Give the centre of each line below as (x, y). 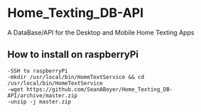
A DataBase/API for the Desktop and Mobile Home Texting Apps (101, 32)
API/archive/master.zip (43, 95)
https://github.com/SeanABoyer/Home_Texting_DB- (99, 89)
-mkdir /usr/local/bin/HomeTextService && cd (76, 77)
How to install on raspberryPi (73, 55)
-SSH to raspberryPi (38, 71)
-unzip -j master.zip (39, 101)
